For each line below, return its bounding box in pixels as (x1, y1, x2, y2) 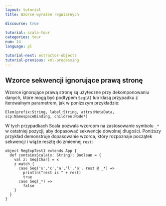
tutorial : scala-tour (5, 30, 50, 35)
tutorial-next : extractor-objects (5, 53, 77, 58)
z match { (14, 161, 35, 166)
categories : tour (5, 34, 41, 40)
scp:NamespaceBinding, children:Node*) (5, 114, 88, 119)
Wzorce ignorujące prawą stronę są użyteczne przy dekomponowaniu (5, 89, 150, 95)
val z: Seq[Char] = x (14, 157, 59, 162)
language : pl (5, 44, 32, 49)
